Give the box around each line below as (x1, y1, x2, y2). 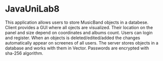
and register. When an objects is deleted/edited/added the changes (5, 35, 140, 41)
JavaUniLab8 (5, 3, 60, 15)
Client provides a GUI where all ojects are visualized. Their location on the (5, 24, 153, 30)
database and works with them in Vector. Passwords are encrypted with (5, 45, 149, 51)
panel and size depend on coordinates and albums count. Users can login (5, 30, 153, 35)
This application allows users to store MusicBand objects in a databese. (5, 19, 148, 25)
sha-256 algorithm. (5, 50, 44, 56)
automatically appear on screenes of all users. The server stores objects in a (5, 40, 159, 46)
